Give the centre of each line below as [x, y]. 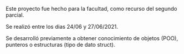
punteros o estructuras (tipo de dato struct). [61, 45]
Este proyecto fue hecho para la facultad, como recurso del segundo [91, 9]
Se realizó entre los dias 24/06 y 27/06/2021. [62, 27]
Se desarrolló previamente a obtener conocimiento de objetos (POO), [92, 38]
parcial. [15, 15]
